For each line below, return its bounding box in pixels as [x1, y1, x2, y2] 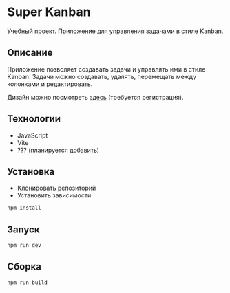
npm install [7, 204, 41, 212]
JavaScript [17, 131, 48, 140]
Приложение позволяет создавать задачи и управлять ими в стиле [7, 65, 206, 73]
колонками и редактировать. [7, 80, 93, 88]
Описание [7, 47, 53, 58]
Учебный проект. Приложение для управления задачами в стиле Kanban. [7, 27, 224, 35]
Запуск [7, 224, 40, 235]
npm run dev [7, 242, 41, 249]
